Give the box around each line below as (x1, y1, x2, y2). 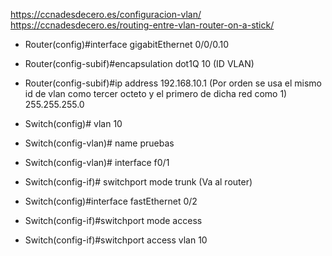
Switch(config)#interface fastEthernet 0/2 (24, 195, 198, 207)
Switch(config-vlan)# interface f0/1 (24, 157, 170, 168)
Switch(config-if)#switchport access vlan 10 (24, 234, 208, 246)
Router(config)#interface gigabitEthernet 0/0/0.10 (24, 39, 229, 50)
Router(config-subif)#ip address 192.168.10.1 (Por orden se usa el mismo (24, 77, 322, 89)
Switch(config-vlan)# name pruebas (24, 137, 175, 149)
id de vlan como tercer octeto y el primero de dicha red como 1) (24, 88, 288, 99)
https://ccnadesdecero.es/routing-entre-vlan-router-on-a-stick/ (10, 19, 275, 31)
